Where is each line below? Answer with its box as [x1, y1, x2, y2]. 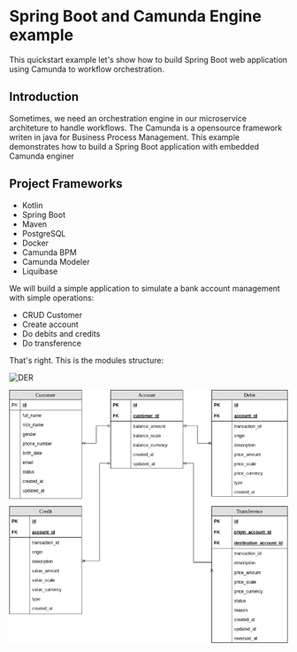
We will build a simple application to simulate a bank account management [9, 283, 280, 293]
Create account [21, 319, 80, 330]
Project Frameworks [9, 176, 123, 191]
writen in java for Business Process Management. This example [9, 131, 240, 143]
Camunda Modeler [21, 256, 90, 267]
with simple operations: [9, 292, 95, 303]
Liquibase [21, 266, 58, 276]
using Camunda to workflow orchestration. [9, 64, 165, 74]
